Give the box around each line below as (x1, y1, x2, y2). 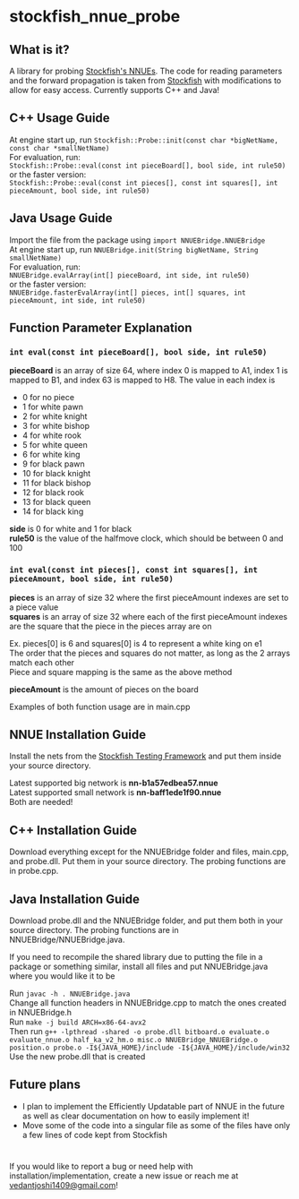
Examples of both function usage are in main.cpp (9, 701, 191, 712)
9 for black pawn (21, 458, 85, 469)
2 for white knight (21, 411, 88, 422)
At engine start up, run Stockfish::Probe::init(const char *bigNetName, (9, 134, 279, 145)
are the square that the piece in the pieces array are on (9, 621, 212, 631)
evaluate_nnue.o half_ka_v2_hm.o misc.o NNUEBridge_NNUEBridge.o (9, 1036, 258, 1045)
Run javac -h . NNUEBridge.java (9, 988, 131, 999)
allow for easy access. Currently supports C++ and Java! (9, 85, 220, 95)
